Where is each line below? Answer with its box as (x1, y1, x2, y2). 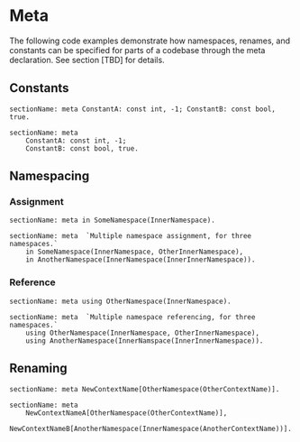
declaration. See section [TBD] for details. (9, 54, 165, 65)
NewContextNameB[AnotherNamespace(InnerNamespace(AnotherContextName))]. (9, 424, 293, 433)
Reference (9, 276, 56, 289)
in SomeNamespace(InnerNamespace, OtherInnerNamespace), (25, 247, 244, 257)
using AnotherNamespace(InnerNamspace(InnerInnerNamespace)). (25, 336, 264, 345)
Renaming (9, 361, 68, 376)
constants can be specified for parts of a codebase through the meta (9, 44, 266, 55)
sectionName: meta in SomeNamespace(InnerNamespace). (9, 216, 216, 226)
